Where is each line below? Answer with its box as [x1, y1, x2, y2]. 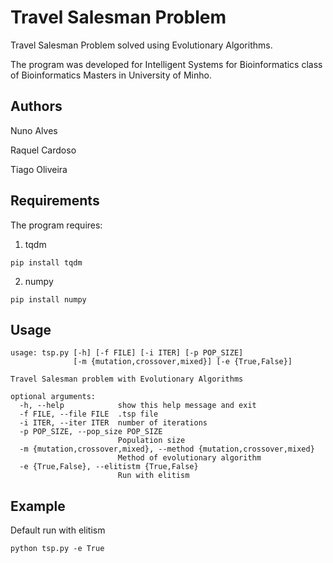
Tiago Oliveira [10, 163, 68, 175]
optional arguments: [10, 392, 97, 402]
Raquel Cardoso [10, 144, 77, 156]
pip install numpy [10, 294, 87, 305]
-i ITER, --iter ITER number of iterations [19, 418, 208, 428]
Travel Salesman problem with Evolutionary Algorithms [10, 374, 244, 385]
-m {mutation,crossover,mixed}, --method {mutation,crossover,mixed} [19, 444, 315, 455]
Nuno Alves [10, 124, 58, 136]
